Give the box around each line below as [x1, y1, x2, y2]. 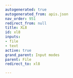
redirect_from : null [5, 20, 47, 26]
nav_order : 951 [5, 16, 36, 21]
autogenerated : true [5, 7, 47, 12]
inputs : [5, 35, 21, 39]
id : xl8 [5, 30, 21, 35]
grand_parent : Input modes [5, 52, 60, 58]
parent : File [5, 57, 32, 62]
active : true [5, 48, 32, 53]
